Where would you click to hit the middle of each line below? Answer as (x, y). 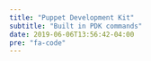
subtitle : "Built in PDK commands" (76, 26)
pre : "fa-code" (38, 43)
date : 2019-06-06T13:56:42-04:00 (72, 34)
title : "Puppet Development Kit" (72, 17)
